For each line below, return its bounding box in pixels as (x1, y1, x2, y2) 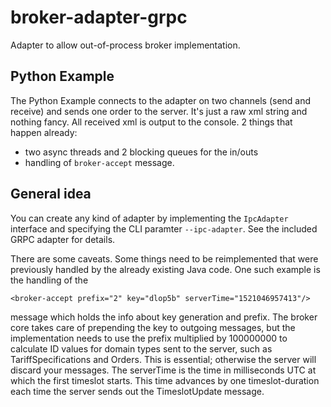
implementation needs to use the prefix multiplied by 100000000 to (10, 332, 288, 344)
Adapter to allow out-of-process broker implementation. (10, 39, 241, 51)
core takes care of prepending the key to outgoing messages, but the (10, 321, 296, 333)
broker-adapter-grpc (10, 6, 188, 29)
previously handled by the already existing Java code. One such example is (10, 263, 321, 275)
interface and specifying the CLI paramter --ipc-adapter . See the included (10, 222, 318, 235)
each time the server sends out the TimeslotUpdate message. (10, 385, 265, 397)
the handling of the (10, 274, 89, 286)
